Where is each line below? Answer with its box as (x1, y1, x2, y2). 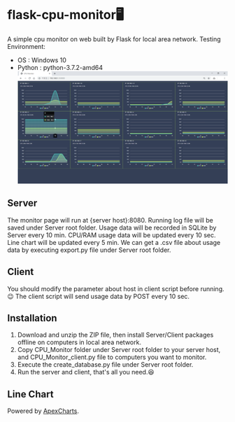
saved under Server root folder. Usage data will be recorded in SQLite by (7, 223, 217, 232)
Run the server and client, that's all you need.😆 (17, 368, 155, 377)
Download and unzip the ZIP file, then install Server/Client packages (17, 331, 214, 339)
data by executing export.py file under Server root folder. (7, 246, 171, 254)
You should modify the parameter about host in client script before (7, 284, 199, 293)
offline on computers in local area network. (17, 338, 142, 346)
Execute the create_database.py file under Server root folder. (17, 360, 194, 369)
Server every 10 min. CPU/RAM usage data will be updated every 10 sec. (7, 230, 216, 239)
